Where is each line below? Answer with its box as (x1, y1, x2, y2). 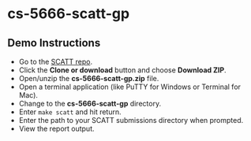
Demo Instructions (7, 36, 101, 50)
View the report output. (18, 124, 95, 133)
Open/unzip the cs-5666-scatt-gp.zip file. (18, 74, 159, 83)
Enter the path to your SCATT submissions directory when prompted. (18, 116, 244, 124)
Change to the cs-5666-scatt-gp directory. (18, 99, 162, 108)
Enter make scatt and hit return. (18, 107, 122, 117)
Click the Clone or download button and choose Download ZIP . (18, 65, 227, 75)
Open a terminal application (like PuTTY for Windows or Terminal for (18, 82, 242, 91)
